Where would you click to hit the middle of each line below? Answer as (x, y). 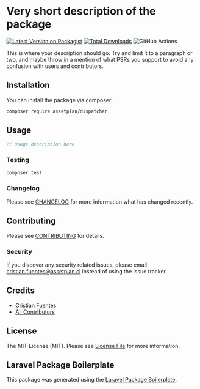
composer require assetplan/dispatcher (57, 111)
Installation (28, 85)
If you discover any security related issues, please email (77, 265)
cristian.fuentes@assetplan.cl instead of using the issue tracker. (87, 271)
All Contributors (35, 312)
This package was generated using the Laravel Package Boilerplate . (92, 380)
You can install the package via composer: (59, 100)
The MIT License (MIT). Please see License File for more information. (93, 346)
